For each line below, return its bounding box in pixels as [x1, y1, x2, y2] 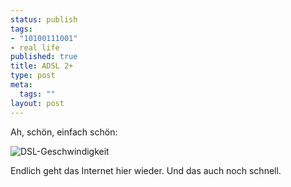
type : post [10, 71, 56, 81]
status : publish [10, 14, 78, 25]
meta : [10, 80, 33, 90]
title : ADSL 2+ [10, 61, 74, 71]
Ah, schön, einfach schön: [10, 126, 118, 138]
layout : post [10, 98, 65, 108]
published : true [10, 52, 78, 62]
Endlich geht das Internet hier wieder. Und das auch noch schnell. [10, 164, 282, 176]
